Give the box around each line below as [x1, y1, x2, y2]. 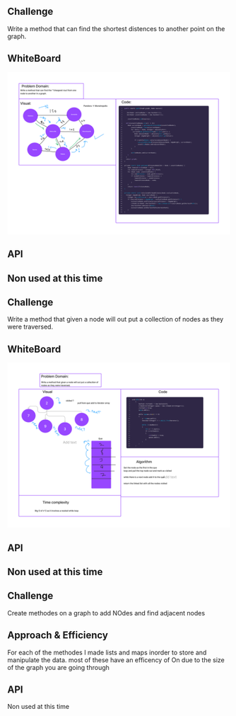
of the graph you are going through [7, 663, 110, 671]
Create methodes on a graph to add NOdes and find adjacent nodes [7, 608, 206, 617]
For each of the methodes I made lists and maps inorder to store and [7, 648, 207, 657]
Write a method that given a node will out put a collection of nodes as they [7, 315, 224, 324]
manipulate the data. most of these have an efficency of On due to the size [7, 655, 225, 664]
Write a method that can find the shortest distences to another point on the [7, 24, 225, 33]
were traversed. [7, 322, 54, 331]
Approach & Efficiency [7, 630, 108, 642]
